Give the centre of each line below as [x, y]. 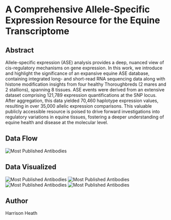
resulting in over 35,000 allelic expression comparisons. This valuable [79, 106]
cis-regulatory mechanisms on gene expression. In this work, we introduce [84, 68]
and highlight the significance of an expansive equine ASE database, [77, 73]
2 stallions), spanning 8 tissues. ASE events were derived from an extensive [85, 90]
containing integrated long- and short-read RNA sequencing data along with [85, 79]
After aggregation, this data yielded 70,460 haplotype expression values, [82, 101]
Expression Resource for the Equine [83, 20]
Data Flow [21, 139]
